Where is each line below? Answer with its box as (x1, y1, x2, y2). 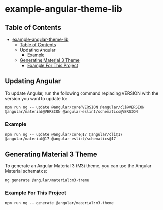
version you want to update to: (5, 95, 68, 101)
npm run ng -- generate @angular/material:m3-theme (5, 201, 114, 206)
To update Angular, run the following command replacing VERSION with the (5, 90, 159, 96)
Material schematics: (5, 168, 48, 174)
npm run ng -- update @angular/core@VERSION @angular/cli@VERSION (5, 105, 145, 110)
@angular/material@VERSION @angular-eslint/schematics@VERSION (5, 109, 138, 114)
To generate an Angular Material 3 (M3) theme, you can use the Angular (5, 162, 152, 169)
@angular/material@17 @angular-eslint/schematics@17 (5, 136, 116, 142)
